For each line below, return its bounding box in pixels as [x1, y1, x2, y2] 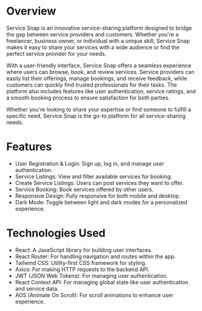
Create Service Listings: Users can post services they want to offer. [15, 179, 184, 186]
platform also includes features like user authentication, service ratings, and [6, 87, 196, 95]
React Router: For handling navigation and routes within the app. [15, 253, 176, 260]
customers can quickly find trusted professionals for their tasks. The [6, 81, 177, 89]
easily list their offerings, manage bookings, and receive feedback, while [6, 75, 187, 82]
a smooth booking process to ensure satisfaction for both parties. [6, 94, 170, 101]
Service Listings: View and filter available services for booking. [15, 173, 173, 180]
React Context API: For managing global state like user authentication [15, 278, 189, 286]
